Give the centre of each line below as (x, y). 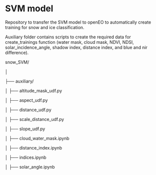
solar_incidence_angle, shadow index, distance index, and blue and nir (76, 47)
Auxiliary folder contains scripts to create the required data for (68, 37)
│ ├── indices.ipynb (26, 157)
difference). (17, 53)
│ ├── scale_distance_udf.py (35, 119)
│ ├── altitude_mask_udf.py (34, 90)
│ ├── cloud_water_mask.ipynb (37, 138)
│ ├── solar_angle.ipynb (30, 167)
